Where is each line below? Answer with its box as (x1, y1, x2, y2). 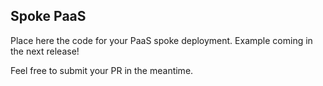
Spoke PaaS (10, 8, 87, 25)
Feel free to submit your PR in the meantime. (10, 64, 194, 76)
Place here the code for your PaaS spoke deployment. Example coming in (10, 34, 313, 46)
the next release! (10, 45, 80, 57)
